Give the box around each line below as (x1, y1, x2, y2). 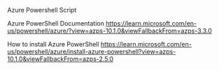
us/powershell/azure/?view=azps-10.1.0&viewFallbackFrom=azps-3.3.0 (7, 27, 212, 35)
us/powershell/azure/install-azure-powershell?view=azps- (7, 48, 176, 55)
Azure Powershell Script (7, 6, 77, 14)
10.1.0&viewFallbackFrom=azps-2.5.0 (7, 55, 114, 63)
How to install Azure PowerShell (7, 40, 99, 48)
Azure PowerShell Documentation (7, 19, 105, 27)
